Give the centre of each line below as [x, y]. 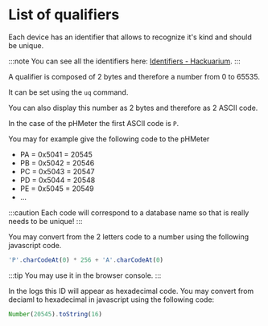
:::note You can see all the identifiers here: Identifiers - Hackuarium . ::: [125, 61]
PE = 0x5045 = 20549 [57, 188]
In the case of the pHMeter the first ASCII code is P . [94, 123]
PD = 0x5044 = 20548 [58, 180]
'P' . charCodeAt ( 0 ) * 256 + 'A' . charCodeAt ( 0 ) [86, 260]
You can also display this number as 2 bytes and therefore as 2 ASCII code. [133, 108]
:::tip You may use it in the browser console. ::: [85, 275]
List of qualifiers [64, 15]
